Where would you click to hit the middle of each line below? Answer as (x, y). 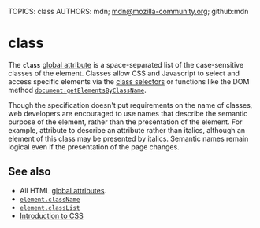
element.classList (50, 208)
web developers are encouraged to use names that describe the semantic (128, 113)
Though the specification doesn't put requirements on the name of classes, (130, 105)
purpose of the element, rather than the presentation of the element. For (125, 122)
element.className (50, 200)
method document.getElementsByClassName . (78, 90)
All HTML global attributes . (63, 190)
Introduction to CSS (52, 215)
